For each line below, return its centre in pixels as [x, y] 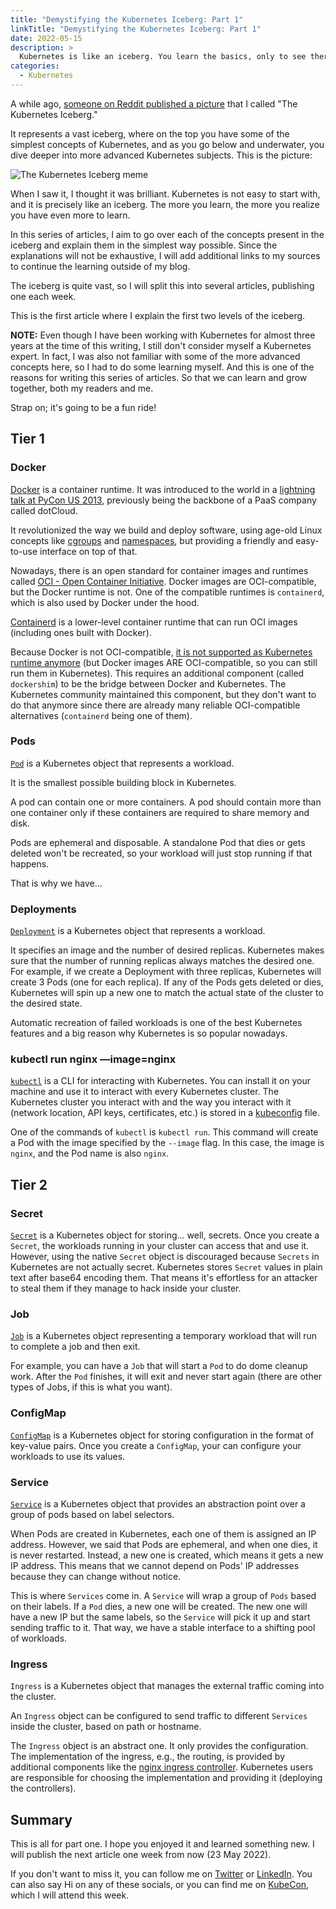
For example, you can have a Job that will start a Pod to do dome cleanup [159, 1366]
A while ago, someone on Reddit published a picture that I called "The [154, 103]
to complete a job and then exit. [75, 1347]
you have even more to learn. [70, 215]
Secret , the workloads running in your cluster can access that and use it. [160, 1246]
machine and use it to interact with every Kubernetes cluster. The [145, 1092]
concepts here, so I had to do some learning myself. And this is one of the [162, 367]
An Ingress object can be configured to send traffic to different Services [159, 1716]
